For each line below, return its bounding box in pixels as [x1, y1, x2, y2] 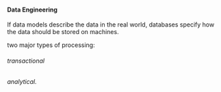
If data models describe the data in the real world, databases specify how [7, 20, 215, 29]
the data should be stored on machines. [7, 28, 119, 36]
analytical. [7, 78, 38, 86]
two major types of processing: [7, 41, 95, 49]
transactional [7, 57, 45, 65]
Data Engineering [7, 5, 58, 14]
